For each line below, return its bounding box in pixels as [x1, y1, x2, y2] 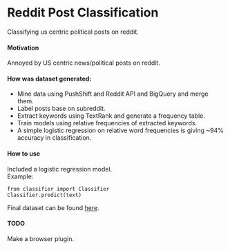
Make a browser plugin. [7, 234, 75, 242]
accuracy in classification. [17, 134, 92, 142]
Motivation [7, 43, 39, 52]
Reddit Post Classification [7, 5, 159, 21]
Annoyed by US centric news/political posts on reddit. [7, 59, 160, 67]
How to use [7, 149, 40, 158]
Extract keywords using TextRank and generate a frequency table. [17, 112, 206, 120]
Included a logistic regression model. [7, 165, 113, 173]
